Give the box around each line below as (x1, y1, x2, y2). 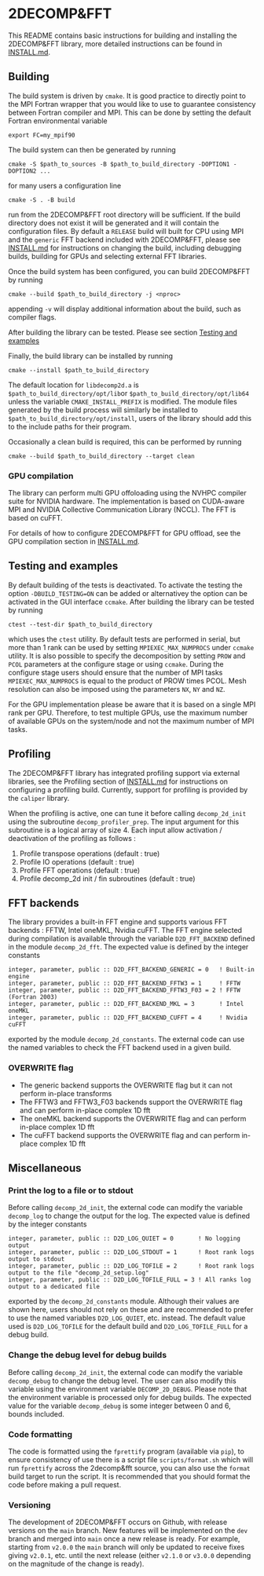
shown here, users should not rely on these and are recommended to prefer (8, 1305, 254, 1315)
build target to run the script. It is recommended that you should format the (8, 1472, 251, 1481)
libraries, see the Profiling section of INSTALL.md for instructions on (8, 777, 229, 786)
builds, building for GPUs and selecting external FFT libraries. (8, 251, 207, 261)
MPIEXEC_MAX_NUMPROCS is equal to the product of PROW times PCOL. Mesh (8, 676, 247, 686)
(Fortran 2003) (8, 993, 58, 1001)
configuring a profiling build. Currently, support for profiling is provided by (8, 784, 248, 794)
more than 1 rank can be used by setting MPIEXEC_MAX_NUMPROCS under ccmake (8, 642, 255, 652)
